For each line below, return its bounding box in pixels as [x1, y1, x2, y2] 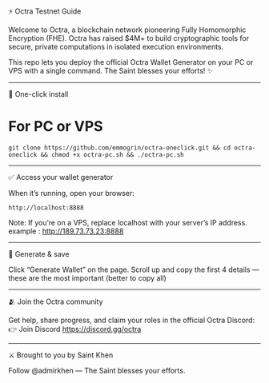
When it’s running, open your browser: [8, 188, 134, 197]
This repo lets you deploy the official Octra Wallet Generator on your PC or [8, 58, 254, 66]
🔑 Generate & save [8, 249, 70, 258]
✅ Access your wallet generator [8, 172, 114, 182]
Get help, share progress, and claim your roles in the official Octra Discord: [8, 315, 255, 325]
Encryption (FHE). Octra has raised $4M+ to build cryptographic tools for [8, 34, 250, 42]
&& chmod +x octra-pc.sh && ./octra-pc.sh [40, 150, 184, 158]
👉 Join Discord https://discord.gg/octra [8, 324, 142, 333]
